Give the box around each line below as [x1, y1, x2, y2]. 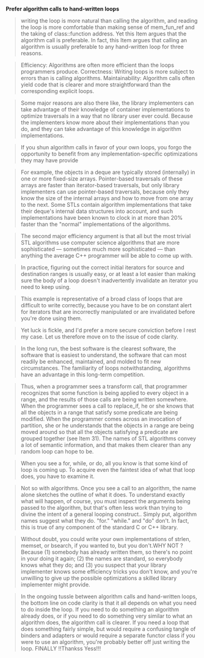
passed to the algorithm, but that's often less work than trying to [20, 504, 183, 511]
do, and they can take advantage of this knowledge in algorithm [20, 125, 181, 132]
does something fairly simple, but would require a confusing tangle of [20, 626, 196, 632]
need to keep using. [20, 283, 71, 290]
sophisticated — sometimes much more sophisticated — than [20, 245, 176, 253]
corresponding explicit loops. [20, 88, 95, 94]
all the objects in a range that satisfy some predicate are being [20, 409, 178, 416]
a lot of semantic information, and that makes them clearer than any [20, 441, 192, 449]
